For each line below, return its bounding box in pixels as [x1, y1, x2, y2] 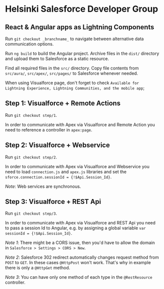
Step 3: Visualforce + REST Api [5, 198, 101, 206]
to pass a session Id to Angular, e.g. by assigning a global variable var [5, 225, 146, 231]
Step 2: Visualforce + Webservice [5, 141, 110, 150]
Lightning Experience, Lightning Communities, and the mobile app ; [5, 85, 145, 91]
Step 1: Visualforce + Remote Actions [5, 99, 121, 108]
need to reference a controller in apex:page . [5, 127, 93, 133]
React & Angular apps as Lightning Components [5, 23, 154, 31]
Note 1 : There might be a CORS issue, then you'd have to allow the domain [5, 240, 155, 245]
